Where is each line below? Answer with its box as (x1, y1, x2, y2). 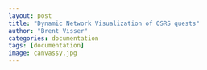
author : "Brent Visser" (8, 27, 89, 35)
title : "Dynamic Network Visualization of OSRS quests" (8, 19, 200, 27)
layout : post (8, 11, 52, 20)
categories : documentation (8, 34, 99, 43)
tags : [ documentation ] (8, 42, 85, 50)
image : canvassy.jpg (8, 49, 78, 57)
